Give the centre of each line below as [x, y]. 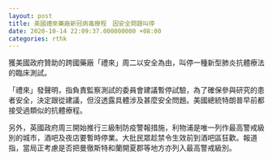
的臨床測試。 [30, 73]
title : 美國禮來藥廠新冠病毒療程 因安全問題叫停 [82, 24]
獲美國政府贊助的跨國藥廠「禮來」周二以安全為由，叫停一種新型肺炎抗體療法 [136, 63]
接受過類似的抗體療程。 [48, 110]
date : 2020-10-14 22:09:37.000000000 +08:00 [85, 31]
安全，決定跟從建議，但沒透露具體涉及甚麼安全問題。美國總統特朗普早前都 [140, 100]
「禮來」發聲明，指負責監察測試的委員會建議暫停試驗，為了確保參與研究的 [133, 90]
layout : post [30, 16]
